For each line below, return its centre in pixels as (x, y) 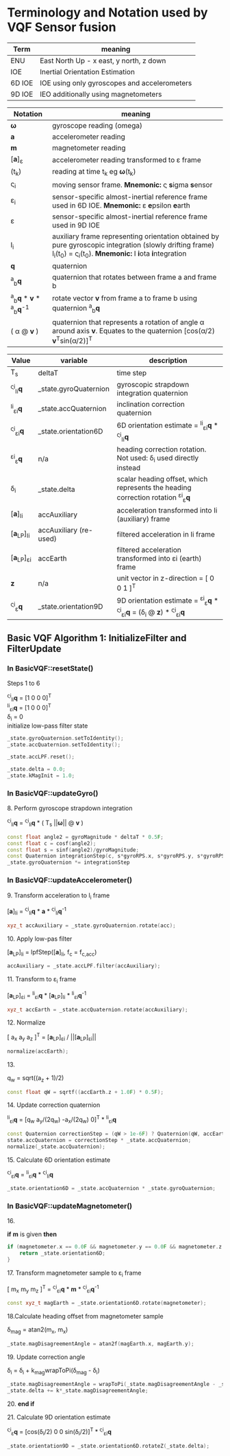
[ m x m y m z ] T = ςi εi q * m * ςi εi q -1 (53, 1289)
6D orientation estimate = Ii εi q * (167, 425)
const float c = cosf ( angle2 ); (52, 843)
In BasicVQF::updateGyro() (53, 794)
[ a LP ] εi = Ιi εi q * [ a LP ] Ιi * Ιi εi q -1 (47, 996)
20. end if (21, 1404)
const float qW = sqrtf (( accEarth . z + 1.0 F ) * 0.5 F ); (86, 1092)
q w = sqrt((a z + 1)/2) (36, 1078)
